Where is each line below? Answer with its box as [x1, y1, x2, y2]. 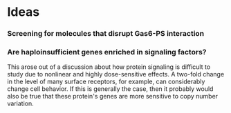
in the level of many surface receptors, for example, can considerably [7, 77, 205, 86]
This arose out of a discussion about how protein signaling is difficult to [7, 63, 211, 71]
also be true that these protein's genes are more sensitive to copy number [7, 92, 219, 101]
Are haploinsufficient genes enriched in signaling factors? [7, 48, 207, 57]
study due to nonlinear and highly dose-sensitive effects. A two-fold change [7, 70, 225, 79]
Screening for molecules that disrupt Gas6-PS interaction [7, 29, 205, 39]
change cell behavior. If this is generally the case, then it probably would [7, 85, 214, 93]
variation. [7, 99, 34, 107]
